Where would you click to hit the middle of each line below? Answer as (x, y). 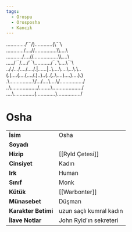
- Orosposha (26, 22)
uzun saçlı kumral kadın (91, 211)
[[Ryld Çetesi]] (79, 154)
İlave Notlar (25, 220)
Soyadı (19, 145)
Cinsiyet (21, 164)
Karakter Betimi (31, 211)
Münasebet (25, 202)
